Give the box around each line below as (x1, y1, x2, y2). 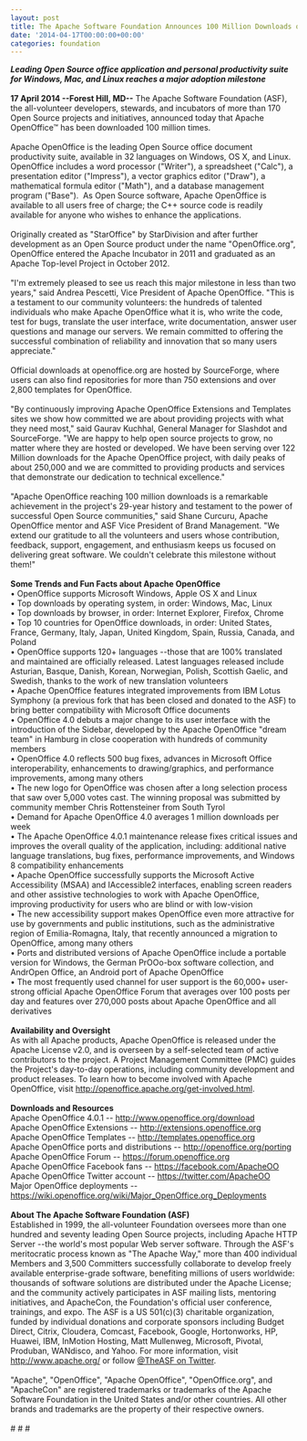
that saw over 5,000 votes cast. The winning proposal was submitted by (10, 792, 281, 803)
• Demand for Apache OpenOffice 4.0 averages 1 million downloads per (10, 811, 280, 822)
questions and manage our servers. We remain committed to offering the (10, 326, 283, 337)
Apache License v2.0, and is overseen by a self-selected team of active (10, 1044, 279, 1055)
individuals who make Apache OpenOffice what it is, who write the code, (10, 307, 283, 318)
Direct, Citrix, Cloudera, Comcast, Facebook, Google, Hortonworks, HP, (10, 1326, 279, 1337)
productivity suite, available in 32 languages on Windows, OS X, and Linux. (10, 152, 292, 163)
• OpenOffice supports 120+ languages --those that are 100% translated (10, 646, 283, 658)
